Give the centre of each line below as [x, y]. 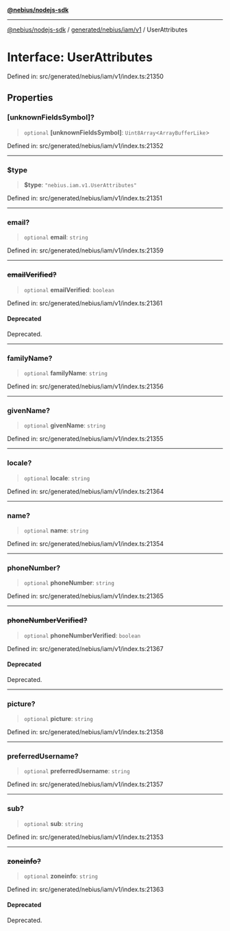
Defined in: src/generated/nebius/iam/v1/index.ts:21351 [85, 198]
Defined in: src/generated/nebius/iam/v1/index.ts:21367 [85, 648]
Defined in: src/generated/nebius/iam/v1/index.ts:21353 [86, 837]
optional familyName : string [66, 373]
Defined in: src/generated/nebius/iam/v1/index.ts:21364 [86, 491]
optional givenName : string [65, 425]
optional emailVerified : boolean [69, 290]
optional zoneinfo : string [61, 876]
